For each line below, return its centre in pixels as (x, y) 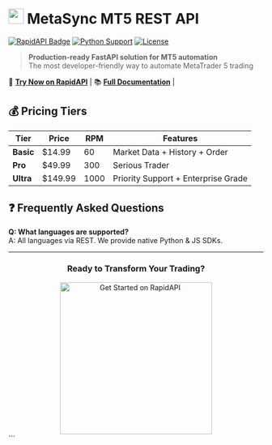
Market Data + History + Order (170, 152)
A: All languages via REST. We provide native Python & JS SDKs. (116, 240)
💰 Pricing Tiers (48, 111)
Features (181, 138)
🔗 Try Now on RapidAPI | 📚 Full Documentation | (92, 82)
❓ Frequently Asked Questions (86, 208)
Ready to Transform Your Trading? (136, 269)
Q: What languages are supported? (69, 232)
